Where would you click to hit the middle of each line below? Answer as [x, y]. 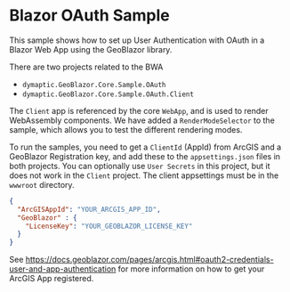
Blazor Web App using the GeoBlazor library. [91, 49]
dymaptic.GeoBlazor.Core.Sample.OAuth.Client [108, 94]
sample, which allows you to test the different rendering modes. [126, 129]
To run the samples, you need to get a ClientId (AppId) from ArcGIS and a [145, 147]
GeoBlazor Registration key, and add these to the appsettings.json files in [145, 156]
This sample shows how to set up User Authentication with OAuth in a [137, 40]
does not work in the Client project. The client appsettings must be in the [144, 175]
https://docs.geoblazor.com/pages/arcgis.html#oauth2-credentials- [149, 260]
